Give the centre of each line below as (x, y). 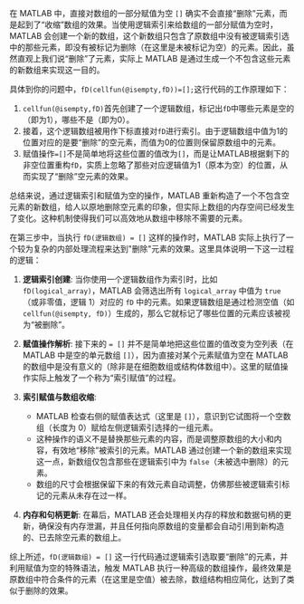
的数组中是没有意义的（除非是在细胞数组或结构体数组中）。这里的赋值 (151, 366)
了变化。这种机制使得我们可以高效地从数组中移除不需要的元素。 (128, 218)
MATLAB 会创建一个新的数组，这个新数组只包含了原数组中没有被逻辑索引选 (149, 36)
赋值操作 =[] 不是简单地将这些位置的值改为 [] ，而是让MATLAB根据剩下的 (156, 153)
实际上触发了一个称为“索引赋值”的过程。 (105, 378)
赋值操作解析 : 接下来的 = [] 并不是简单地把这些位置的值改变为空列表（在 (158, 344)
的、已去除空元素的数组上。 (74, 537)
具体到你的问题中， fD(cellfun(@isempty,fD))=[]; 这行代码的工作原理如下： (149, 89)
